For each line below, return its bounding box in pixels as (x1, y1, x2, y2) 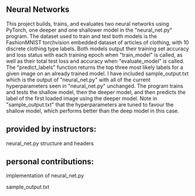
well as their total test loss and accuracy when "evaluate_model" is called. (6, 57, 184, 64)
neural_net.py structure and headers (6, 140, 94, 147)
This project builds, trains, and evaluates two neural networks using (6, 20, 169, 27)
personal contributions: (6, 157, 94, 167)
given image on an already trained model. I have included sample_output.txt (6, 70, 189, 77)
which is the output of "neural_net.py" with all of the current (6, 76, 150, 83)
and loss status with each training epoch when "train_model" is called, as (6, 51, 183, 58)
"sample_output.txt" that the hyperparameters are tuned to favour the (6, 101, 174, 108)
